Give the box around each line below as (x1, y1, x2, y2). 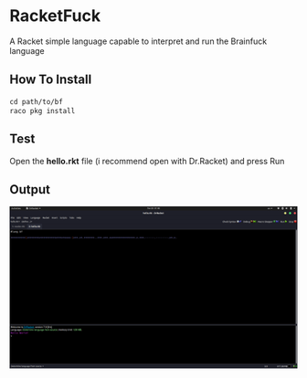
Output (9, 182, 50, 197)
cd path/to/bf (9, 97, 64, 106)
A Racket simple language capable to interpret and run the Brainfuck (9, 36, 268, 47)
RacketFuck (9, 5, 101, 26)
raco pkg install (9, 106, 76, 115)
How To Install (9, 72, 92, 88)
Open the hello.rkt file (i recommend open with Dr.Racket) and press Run (9, 155, 285, 166)
